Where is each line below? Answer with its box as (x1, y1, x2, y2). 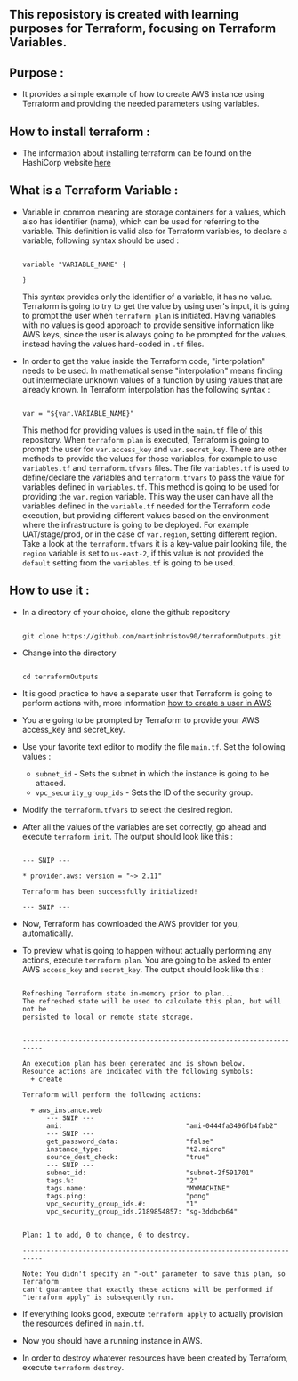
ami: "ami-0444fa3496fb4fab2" (45, 1121, 278, 1130)
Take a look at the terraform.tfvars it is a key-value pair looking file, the (21, 538, 287, 548)
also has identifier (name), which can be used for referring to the (21, 215, 260, 226)
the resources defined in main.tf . (21, 1318, 145, 1328)
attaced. (35, 777, 67, 788)
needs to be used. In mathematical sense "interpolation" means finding (21, 365, 283, 376)
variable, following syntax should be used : (21, 235, 180, 246)
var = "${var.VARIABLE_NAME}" (21, 409, 135, 418)
